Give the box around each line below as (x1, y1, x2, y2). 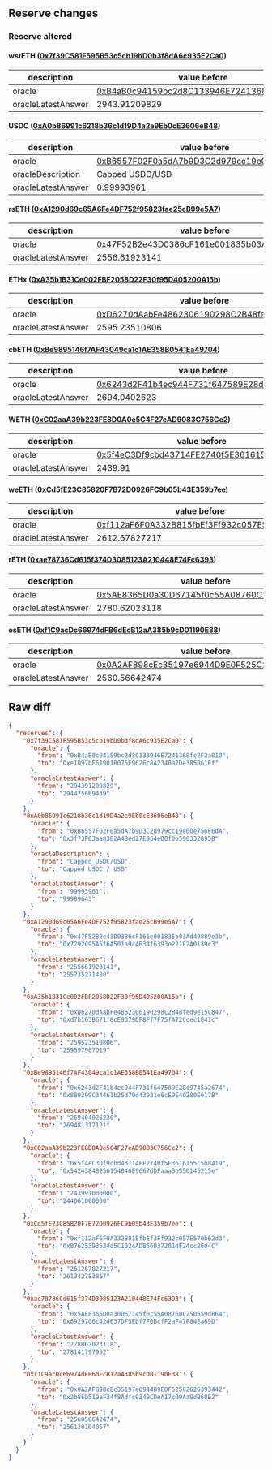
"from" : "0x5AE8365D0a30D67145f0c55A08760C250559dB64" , (37, 1310, 230, 1318)
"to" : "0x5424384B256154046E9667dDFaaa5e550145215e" (37, 1166, 219, 1175)
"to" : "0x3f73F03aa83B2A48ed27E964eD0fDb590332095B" (37, 835, 219, 843)
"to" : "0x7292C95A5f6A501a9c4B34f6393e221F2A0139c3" (37, 941, 219, 949)
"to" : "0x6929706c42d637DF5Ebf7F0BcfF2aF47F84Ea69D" (37, 1318, 219, 1326)
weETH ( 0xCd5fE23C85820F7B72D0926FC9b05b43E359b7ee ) (8, 485, 229, 494)
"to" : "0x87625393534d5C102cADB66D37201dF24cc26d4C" (37, 1242, 219, 1251)
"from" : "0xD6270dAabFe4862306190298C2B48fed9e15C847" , (37, 1008, 230, 1017)
